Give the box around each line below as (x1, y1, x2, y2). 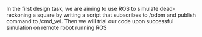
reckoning (6, 11, 32, 18)
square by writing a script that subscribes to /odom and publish (37, 11, 197, 18)
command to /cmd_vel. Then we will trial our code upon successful (6, 18, 174, 24)
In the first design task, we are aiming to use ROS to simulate (6, 5, 159, 12)
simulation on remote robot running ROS (6, 24, 108, 31)
